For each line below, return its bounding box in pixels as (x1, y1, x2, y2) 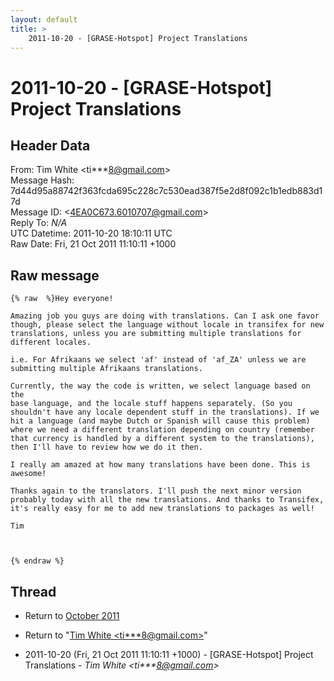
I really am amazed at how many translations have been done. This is (10, 460, 311, 470)
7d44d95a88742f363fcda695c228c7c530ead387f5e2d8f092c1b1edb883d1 (10, 185, 323, 197)
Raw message (10, 267, 100, 284)
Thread (10, 583, 57, 600)
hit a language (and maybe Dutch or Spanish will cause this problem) (10, 416, 311, 426)
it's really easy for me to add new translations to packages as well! (10, 504, 315, 514)
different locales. (10, 337, 92, 348)
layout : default (10, 14, 78, 25)
